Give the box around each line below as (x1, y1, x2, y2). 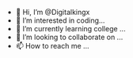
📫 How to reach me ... (15, 42, 89, 50)
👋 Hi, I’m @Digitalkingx (15, 8, 90, 16)
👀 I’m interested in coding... (15, 16, 105, 25)
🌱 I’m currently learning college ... (15, 24, 126, 33)
